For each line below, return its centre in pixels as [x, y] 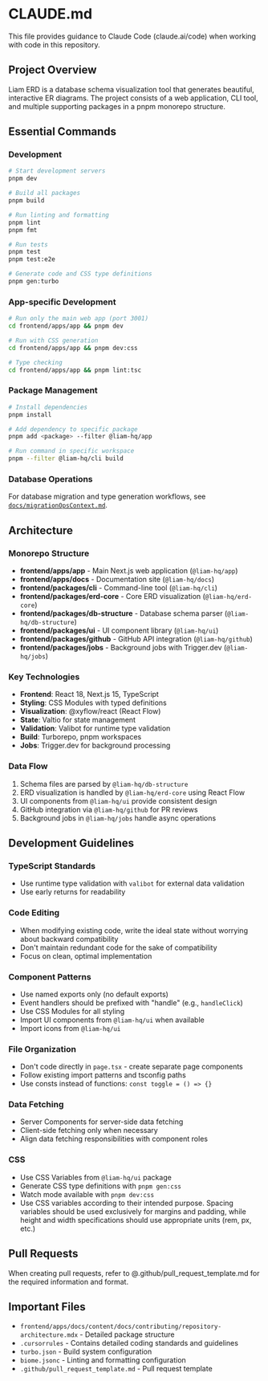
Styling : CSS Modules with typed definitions [93, 703]
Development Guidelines [71, 843]
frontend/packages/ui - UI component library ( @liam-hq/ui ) [119, 630]
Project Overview [53, 70]
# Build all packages [45, 194]
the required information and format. [69, 1281]
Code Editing [34, 913]
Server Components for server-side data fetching [102, 1122]
